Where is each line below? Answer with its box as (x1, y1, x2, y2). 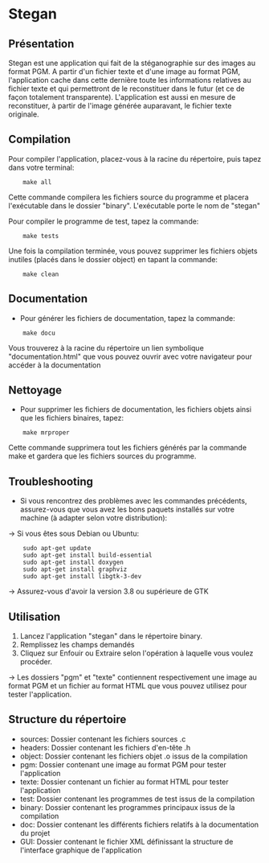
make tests (22, 232, 59, 240)
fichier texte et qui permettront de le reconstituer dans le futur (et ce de (8, 84, 245, 93)
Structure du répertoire (8, 713, 127, 726)
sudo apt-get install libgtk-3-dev (22, 573, 142, 581)
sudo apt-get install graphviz (22, 565, 128, 573)
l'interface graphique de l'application (19, 845, 142, 855)
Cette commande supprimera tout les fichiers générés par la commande (8, 443, 247, 453)
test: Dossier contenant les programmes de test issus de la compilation (19, 794, 255, 803)
